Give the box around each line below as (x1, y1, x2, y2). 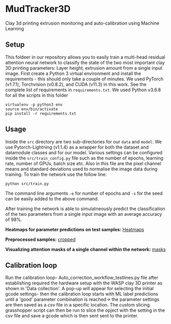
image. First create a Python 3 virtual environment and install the (5, 70, 141, 76)
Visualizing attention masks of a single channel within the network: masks (5, 246, 166, 252)
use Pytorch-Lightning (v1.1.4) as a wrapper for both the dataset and (5, 144, 149, 150)
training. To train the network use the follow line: (5, 171, 107, 177)
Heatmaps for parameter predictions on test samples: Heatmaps (5, 226, 144, 232)
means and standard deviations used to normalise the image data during (5, 166, 158, 172)
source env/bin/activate (5, 106, 58, 112)
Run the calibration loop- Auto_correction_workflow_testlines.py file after (5, 275, 159, 281)
